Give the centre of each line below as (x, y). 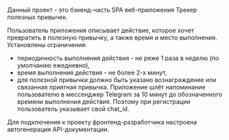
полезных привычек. (38, 17)
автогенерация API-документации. (58, 129)
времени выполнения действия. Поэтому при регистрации (104, 101)
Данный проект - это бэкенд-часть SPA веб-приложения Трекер (102, 10)
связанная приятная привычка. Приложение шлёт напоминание (111, 87)
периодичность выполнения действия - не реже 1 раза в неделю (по (118, 58)
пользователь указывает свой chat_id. (73, 109)
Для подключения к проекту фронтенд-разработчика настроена (102, 122)
